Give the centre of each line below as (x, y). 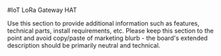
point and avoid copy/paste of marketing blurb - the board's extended (107, 38)
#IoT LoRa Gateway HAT (42, 10)
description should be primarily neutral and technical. (84, 45)
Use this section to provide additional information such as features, (104, 23)
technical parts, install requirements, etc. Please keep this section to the (110, 31)
